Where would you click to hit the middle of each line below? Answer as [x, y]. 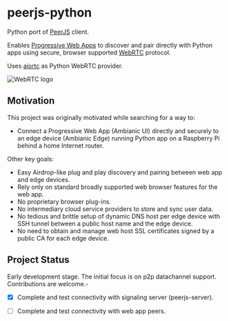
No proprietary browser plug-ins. [64, 201]
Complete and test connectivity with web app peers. [91, 311]
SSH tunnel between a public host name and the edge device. [105, 223]
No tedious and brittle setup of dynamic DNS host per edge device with [119, 216]
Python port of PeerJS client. [48, 32]
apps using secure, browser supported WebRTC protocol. [89, 52]
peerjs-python [50, 13]
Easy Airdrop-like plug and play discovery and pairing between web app [120, 172]
